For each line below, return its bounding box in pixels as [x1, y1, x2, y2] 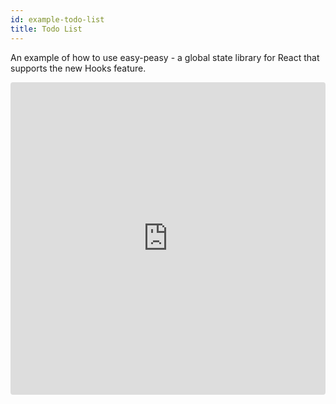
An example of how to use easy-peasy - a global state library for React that [10, 51, 320, 63]
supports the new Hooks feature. [10, 62, 147, 74]
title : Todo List [10, 24, 83, 34]
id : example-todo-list [10, 14, 105, 25]
